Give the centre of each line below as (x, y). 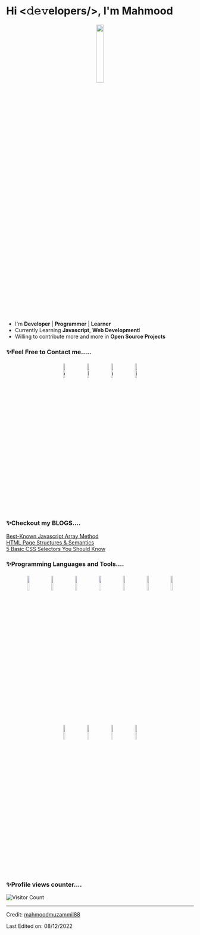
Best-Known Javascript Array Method (53, 536)
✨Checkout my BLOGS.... (43, 523)
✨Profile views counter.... (44, 884)
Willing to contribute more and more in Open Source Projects (90, 336)
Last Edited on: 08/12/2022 (40, 926)
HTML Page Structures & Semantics (50, 542)
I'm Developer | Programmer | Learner (63, 324)
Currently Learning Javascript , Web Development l (77, 330)
